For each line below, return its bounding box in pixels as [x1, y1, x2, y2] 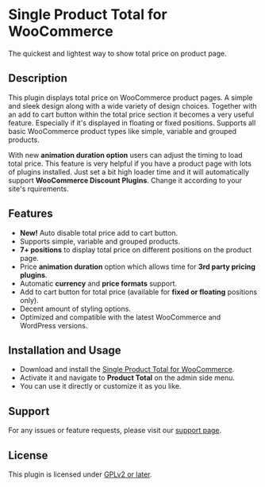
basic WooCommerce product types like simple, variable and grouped [8, 126, 236, 136]
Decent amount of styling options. [19, 304, 131, 313]
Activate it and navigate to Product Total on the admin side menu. [19, 373, 236, 382]
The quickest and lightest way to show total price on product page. [8, 48, 228, 58]
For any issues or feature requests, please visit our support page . [8, 426, 222, 435]
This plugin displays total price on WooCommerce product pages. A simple [8, 93, 253, 102]
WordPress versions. [19, 320, 88, 330]
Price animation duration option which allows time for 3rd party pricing [19, 262, 255, 271]
